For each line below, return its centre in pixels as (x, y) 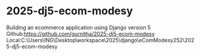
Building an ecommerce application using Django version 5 (79, 27)
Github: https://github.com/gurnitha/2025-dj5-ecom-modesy (81, 33)
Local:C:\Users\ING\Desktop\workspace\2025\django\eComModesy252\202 (100, 40)
